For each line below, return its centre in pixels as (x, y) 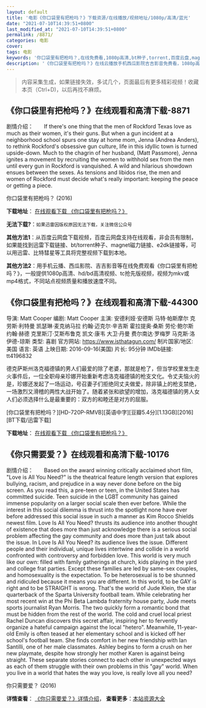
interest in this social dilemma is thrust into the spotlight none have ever (97, 510)
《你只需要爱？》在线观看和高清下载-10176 (88, 454)
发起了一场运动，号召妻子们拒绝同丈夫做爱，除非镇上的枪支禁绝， (116, 384)
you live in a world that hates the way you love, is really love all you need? (99, 672)
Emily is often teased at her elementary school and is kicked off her (101, 634)
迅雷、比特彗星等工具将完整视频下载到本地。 (73, 253)
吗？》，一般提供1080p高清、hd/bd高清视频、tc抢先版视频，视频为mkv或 (98, 273)
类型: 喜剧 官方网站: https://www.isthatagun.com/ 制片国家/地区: (113, 341)
